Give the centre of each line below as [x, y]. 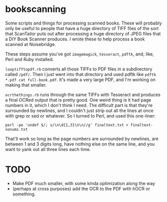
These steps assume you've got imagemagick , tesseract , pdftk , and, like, [79, 54]
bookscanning [36, 9]
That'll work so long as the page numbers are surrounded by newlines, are [82, 138]
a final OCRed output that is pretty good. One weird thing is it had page [78, 100]
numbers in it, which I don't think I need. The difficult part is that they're [79, 105]
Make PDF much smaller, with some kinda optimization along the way [84, 183]
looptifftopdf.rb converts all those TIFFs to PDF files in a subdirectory [79, 69]
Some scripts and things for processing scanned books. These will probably [83, 23]
